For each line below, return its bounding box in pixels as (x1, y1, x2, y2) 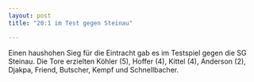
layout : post (8, 11, 52, 20)
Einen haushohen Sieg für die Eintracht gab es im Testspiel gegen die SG (8, 48, 247, 57)
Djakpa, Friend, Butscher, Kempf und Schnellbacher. (8, 64, 179, 74)
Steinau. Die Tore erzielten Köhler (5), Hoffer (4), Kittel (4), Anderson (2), (8, 57, 246, 66)
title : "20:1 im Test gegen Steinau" (8, 19, 133, 27)
